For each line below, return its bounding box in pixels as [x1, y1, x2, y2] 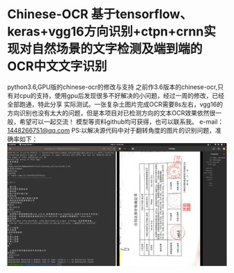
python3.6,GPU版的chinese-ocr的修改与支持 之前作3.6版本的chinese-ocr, [7, 83, 218, 91]
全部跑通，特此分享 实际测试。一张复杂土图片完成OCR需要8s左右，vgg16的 [7, 100, 224, 108]
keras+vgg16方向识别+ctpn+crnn [7, 24, 204, 40]
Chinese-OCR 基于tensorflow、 [7, 6, 193, 22]
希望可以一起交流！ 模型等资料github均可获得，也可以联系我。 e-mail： [19, 117, 224, 126]
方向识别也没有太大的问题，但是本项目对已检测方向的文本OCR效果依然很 [7, 108, 216, 117]
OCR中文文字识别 [7, 58, 107, 74]
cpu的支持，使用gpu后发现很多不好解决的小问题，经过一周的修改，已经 [19, 91, 225, 99]
